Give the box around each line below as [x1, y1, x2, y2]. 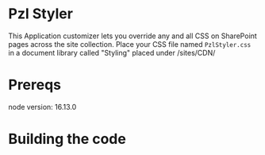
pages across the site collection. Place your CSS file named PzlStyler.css [8, 39, 252, 48]
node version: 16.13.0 [8, 102, 77, 111]
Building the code [8, 130, 127, 148]
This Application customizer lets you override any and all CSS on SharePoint [8, 31, 258, 41]
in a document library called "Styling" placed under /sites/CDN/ [8, 48, 216, 57]
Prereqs [8, 76, 62, 94]
